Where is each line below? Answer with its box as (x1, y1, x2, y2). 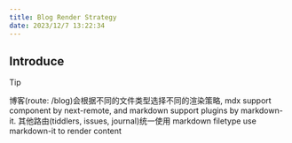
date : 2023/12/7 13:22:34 (9, 21, 105, 30)
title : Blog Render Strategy (9, 12, 117, 22)
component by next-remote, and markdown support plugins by (9, 105, 240, 116)
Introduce (9, 54, 65, 69)
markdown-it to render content (9, 125, 122, 137)
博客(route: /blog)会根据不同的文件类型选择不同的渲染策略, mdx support (9, 95, 272, 106)
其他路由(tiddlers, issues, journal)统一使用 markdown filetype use (17, 116, 257, 126)
